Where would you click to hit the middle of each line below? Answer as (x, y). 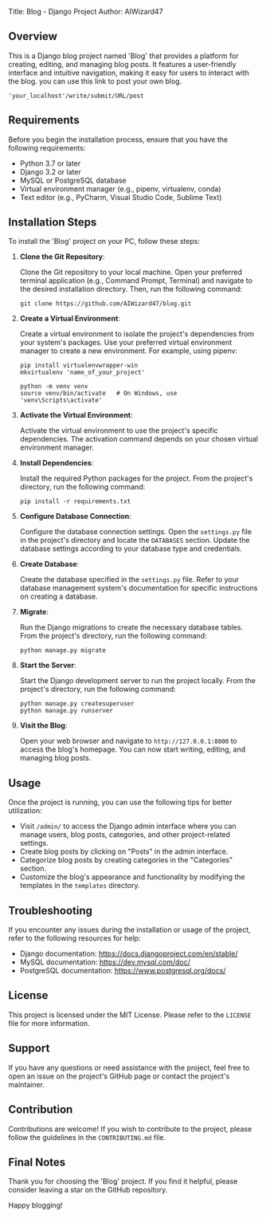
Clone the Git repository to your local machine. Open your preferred (131, 272)
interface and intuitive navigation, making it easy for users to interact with (129, 73)
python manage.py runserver (66, 711)
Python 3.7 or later (50, 163)
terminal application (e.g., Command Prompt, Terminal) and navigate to (136, 281)
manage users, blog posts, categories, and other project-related (125, 835)
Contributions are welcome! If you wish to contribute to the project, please (130, 1129)
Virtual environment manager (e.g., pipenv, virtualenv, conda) (120, 189)
